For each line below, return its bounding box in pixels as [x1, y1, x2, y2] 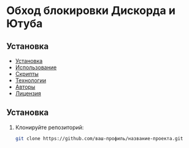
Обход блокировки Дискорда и [6, 4, 176, 18]
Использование [15, 64, 57, 71]
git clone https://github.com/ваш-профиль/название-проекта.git [15, 135, 183, 141]
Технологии [15, 77, 47, 84]
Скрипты [15, 70, 39, 77]
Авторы [15, 83, 36, 91]
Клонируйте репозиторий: [15, 124, 84, 131]
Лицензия [15, 90, 42, 97]
